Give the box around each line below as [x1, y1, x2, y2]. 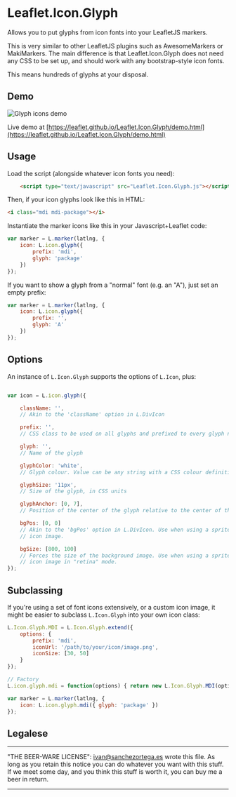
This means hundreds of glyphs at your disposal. [7, 70, 149, 79]
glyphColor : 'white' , [20, 462, 83, 469]
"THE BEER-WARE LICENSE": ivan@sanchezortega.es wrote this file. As [7, 753, 216, 761]
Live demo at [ [7, 123, 49, 131]
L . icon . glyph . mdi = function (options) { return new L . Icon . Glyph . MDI [7, 682, 216, 689]
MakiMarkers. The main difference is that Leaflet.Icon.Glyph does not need [7, 49, 224, 58]
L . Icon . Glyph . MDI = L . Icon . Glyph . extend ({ [7, 624, 133, 631]
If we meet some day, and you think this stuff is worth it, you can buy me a [7, 768, 223, 776]
